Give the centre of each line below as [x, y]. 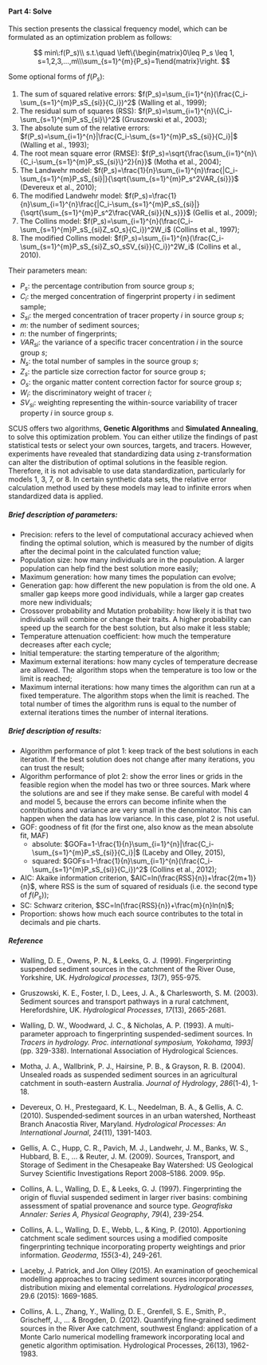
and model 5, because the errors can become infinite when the [123, 802]
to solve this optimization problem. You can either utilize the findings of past [133, 437]
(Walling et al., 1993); [54, 145]
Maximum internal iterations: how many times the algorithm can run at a [137, 687]
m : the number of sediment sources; [79, 325]
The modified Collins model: [66, 238]
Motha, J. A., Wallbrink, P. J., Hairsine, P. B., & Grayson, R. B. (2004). [132, 1066]
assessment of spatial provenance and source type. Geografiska [126, 1206]
